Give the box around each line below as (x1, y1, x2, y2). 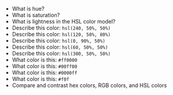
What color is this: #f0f (11, 75, 69, 82)
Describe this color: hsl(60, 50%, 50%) (11, 43, 109, 51)
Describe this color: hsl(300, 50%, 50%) (11, 50, 111, 57)
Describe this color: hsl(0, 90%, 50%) (11, 37, 105, 44)
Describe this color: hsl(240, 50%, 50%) (11, 24, 111, 31)
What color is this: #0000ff (11, 69, 78, 76)
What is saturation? (11, 11, 60, 19)
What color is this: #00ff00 (11, 63, 78, 70)
